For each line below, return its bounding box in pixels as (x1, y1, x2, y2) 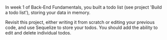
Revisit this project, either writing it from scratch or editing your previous (5, 19, 155, 25)
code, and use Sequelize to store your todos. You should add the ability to (5, 24, 158, 30)
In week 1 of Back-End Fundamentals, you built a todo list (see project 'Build (5, 4, 162, 10)
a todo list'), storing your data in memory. (5, 9, 91, 15)
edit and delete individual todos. (5, 30, 72, 35)
